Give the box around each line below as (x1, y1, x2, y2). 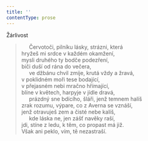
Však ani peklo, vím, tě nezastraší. (21, 128, 107, 135)
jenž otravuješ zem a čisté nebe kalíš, (21, 108, 116, 115)
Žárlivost (6, 31, 29, 38)
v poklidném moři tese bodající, (21, 76, 100, 83)
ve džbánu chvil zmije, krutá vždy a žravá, (29, 69, 135, 76)
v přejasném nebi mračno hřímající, (21, 82, 110, 89)
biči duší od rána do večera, (21, 62, 91, 70)
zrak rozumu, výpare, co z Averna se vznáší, (21, 101, 133, 109)
